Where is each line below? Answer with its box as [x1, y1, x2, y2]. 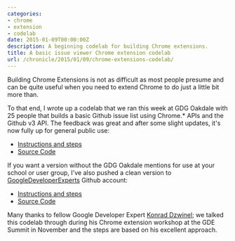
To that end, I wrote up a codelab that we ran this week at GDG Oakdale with [7, 103, 228, 112]
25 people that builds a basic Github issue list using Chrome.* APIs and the [7, 111, 224, 119]
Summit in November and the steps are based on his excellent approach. [7, 226, 217, 234]
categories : [7, 10, 42, 18]
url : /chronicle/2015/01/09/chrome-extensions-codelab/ [7, 56, 174, 63]
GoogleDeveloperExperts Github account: [7, 176, 128, 184]
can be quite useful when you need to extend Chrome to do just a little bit [7, 82, 220, 91]
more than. [7, 90, 39, 98]
